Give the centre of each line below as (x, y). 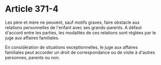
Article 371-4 (32, 9)
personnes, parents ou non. (33, 57)
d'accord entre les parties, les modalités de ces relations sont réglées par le (80, 32)
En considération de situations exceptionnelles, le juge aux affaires (71, 47)
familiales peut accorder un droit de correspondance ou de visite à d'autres (80, 52)
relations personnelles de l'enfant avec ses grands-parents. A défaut (73, 27)
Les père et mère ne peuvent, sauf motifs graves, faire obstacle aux (73, 22)
